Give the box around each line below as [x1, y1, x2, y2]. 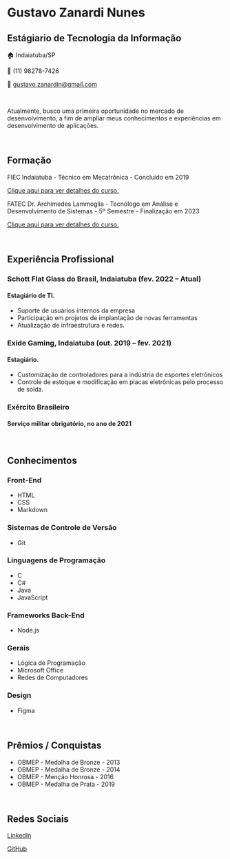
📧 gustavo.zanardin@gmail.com [7, 81, 98, 88]
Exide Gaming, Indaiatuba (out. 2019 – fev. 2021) [7, 339, 172, 348]
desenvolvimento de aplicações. [7, 122, 99, 129]
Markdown [17, 506, 48, 514]
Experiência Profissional [7, 253, 114, 266]
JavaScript [17, 593, 48, 602]
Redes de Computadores [17, 673, 88, 682]
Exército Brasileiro [7, 403, 70, 412]
